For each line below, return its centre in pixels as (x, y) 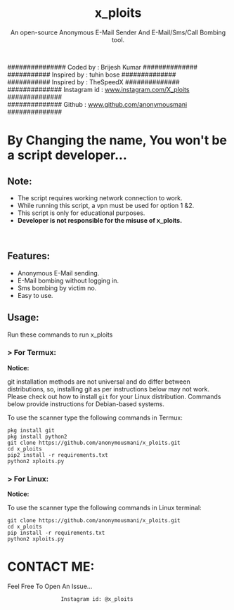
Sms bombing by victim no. (57, 288)
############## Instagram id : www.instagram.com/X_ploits (98, 89)
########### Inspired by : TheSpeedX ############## (94, 82)
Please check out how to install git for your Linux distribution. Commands (114, 396)
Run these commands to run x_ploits (60, 335)
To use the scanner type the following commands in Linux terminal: (104, 508)
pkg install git (31, 430)
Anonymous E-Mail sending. (58, 273)
